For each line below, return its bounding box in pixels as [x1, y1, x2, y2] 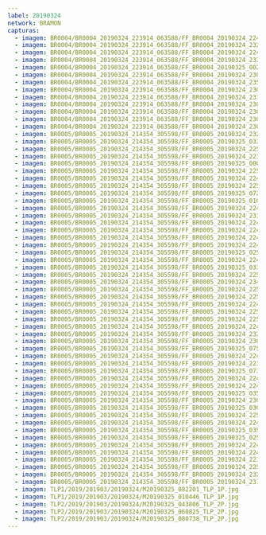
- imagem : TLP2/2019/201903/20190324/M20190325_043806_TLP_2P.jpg [14, 500, 239, 508]
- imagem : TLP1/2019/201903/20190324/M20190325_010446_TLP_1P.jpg [14, 493, 239, 501]
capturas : [7, 26, 40, 34]
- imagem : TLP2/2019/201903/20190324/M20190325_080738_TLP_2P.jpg [14, 515, 239, 523]
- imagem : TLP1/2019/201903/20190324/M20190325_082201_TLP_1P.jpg [14, 485, 239, 494]
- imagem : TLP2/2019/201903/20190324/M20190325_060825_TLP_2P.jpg [14, 507, 239, 516]
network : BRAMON [7, 19, 61, 27]
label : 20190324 [7, 11, 61, 20]
